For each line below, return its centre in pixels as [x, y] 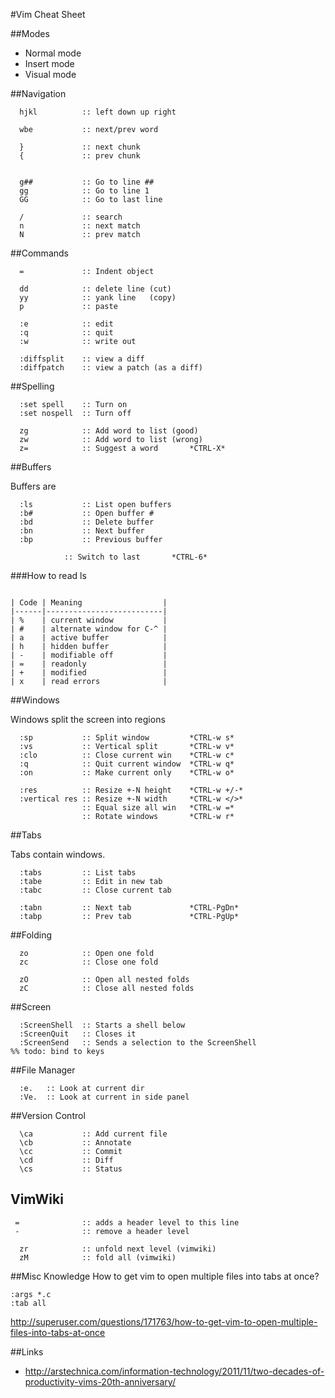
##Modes [30, 33]
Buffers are [33, 486]
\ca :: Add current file [93, 1134]
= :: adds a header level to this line [127, 1222]
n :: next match [80, 226]
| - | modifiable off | [89, 655]
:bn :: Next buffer [82, 531]
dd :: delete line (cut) [95, 289]
